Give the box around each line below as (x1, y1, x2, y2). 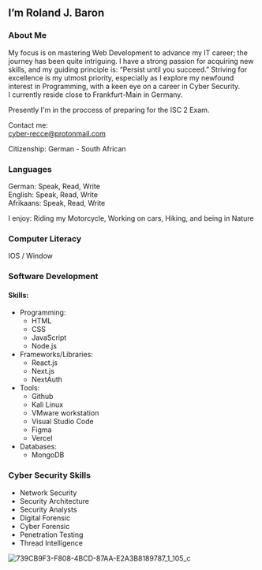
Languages (8, 163, 53, 174)
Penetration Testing (19, 530, 84, 539)
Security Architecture (19, 496, 89, 505)
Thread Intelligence (19, 538, 83, 547)
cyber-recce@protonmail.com (8, 129, 107, 138)
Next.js (31, 367, 55, 376)
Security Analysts (19, 505, 77, 514)
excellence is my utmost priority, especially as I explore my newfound (8, 73, 234, 82)
